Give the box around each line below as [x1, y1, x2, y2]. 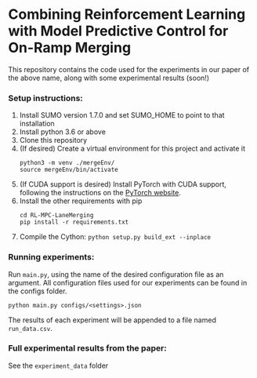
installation [19, 119, 55, 129]
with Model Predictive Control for [8, 22, 229, 40]
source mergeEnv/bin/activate [19, 166, 119, 174]
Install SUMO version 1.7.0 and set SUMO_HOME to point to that [19, 111, 225, 120]
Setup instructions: [8, 93, 84, 104]
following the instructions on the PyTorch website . [19, 188, 182, 198]
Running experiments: [8, 252, 95, 263]
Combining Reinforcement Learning [8, 5, 246, 24]
